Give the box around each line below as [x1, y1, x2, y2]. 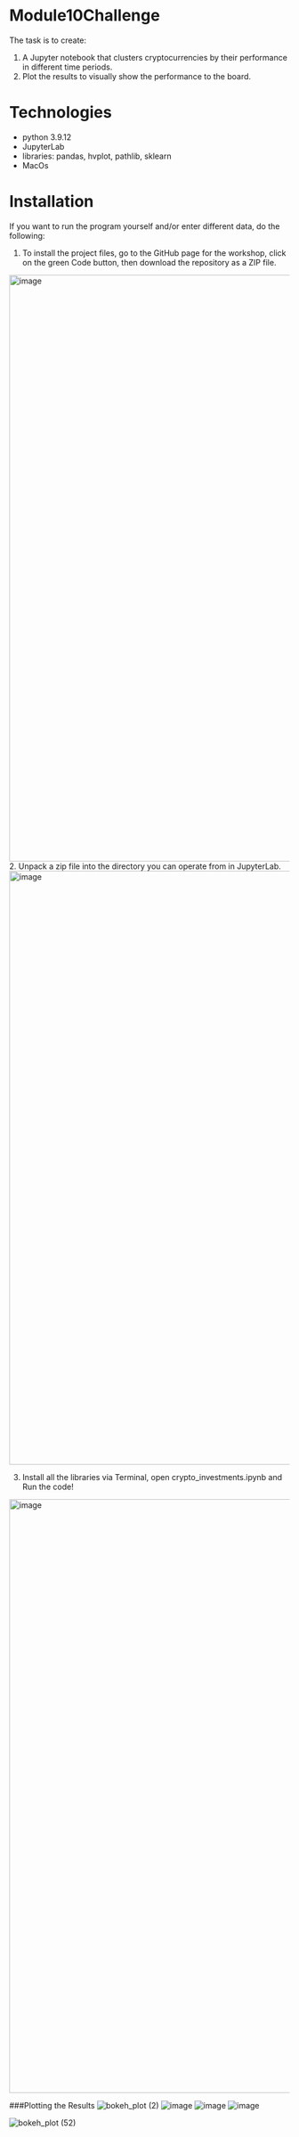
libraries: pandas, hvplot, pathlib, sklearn [21, 151, 172, 161]
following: [9, 230, 45, 241]
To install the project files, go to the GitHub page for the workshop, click [21, 247, 287, 258]
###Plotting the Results [9, 2100, 95, 2110]
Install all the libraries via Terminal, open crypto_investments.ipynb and [21, 1471, 283, 1482]
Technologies [9, 102, 113, 123]
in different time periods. [21, 61, 113, 72]
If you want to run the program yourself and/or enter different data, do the [9, 220, 280, 232]
